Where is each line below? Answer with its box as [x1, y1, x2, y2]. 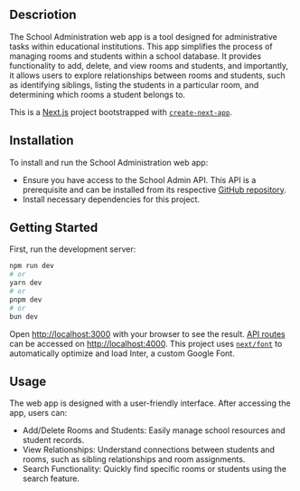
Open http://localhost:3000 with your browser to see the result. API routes [9, 328, 286, 339]
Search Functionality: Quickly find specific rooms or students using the [22, 464, 287, 475]
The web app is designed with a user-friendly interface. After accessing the [9, 398, 291, 409]
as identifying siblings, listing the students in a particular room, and [9, 79, 259, 90]
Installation [9, 133, 74, 149]
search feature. [22, 473, 80, 484]
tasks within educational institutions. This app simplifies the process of [9, 41, 273, 52]
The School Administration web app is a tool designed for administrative [9, 31, 277, 42]
